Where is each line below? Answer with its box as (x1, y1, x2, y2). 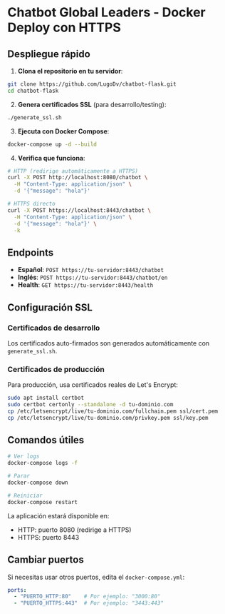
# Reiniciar (7, 492, 43, 499)
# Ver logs (7, 453, 40, 460)
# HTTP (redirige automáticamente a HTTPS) (7, 167, 139, 175)
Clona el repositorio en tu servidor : (17, 67, 123, 75)
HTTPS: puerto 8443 (17, 533, 80, 541)
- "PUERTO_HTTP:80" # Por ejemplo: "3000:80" (14, 593, 161, 600)
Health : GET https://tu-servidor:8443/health (17, 281, 154, 289)
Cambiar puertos (7, 554, 84, 566)
